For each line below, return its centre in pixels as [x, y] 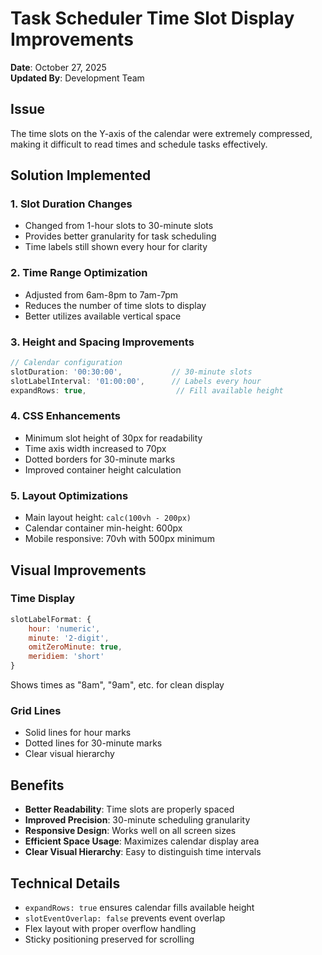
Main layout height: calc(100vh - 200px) [108, 518]
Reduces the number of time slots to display [115, 305]
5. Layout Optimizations [69, 495]
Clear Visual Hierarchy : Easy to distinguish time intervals [143, 852]
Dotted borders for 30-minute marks [100, 459]
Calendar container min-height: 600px [103, 528]
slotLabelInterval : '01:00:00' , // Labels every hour [136, 381]
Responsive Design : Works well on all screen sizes [130, 831]
